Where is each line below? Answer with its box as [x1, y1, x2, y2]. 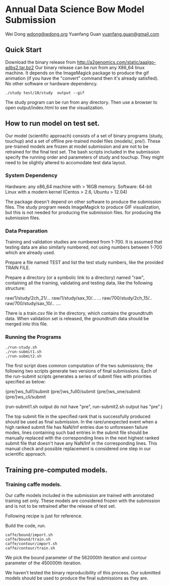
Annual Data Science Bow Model [5, 4, 145, 15]
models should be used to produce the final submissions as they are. [5, 575, 148, 581]
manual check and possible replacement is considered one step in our [5, 446, 151, 452]
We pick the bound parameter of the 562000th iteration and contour [5, 555, 147, 561]
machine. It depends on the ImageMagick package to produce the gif [5, 70, 149, 76]
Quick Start [5, 45, 42, 54]
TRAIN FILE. [5, 265, 30, 271]
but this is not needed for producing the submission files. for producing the [5, 209, 161, 215]
